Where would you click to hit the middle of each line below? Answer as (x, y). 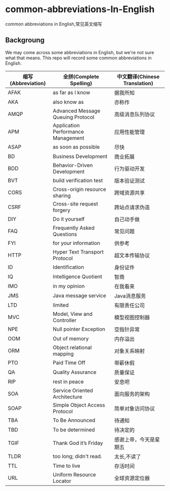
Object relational (72, 347)
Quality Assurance (75, 372)
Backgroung (25, 40)
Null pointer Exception (79, 329)
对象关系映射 (130, 351)
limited (61, 305)
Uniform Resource (74, 474)
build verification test (78, 180)
